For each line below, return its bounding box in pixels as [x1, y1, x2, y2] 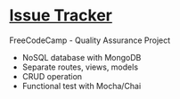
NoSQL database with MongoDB [21, 52, 142, 62]
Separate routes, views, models [21, 62, 139, 72]
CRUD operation [21, 70, 83, 81]
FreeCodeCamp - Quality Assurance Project [9, 35, 171, 45]
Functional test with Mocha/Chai [21, 80, 142, 91]
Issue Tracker [9, 5, 113, 26]
